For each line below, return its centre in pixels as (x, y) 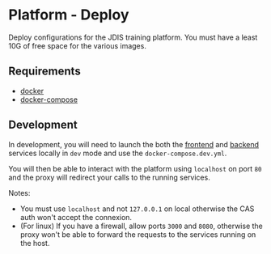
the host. (35, 243)
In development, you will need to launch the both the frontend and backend (134, 144)
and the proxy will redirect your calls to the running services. (109, 177)
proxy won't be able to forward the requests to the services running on (138, 234)
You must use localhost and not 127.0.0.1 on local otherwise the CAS (137, 209)
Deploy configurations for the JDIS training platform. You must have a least (133, 37)
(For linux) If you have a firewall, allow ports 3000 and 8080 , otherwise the (141, 226)
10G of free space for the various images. (78, 45)
